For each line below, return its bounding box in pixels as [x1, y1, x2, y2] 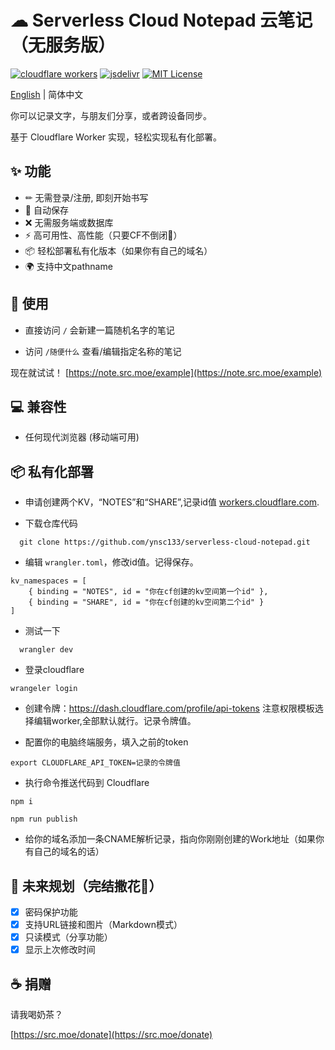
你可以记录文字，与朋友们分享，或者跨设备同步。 [10, 109, 212, 121]
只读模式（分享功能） [24, 931, 113, 943]
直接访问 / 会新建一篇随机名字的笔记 [24, 324, 175, 336]
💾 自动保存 [24, 204, 69, 216]
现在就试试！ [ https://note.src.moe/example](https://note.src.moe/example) [10, 366, 323, 378]
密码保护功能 [24, 906, 78, 918]
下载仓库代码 [24, 517, 78, 530]
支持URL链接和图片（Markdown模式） [24, 919, 183, 931]
